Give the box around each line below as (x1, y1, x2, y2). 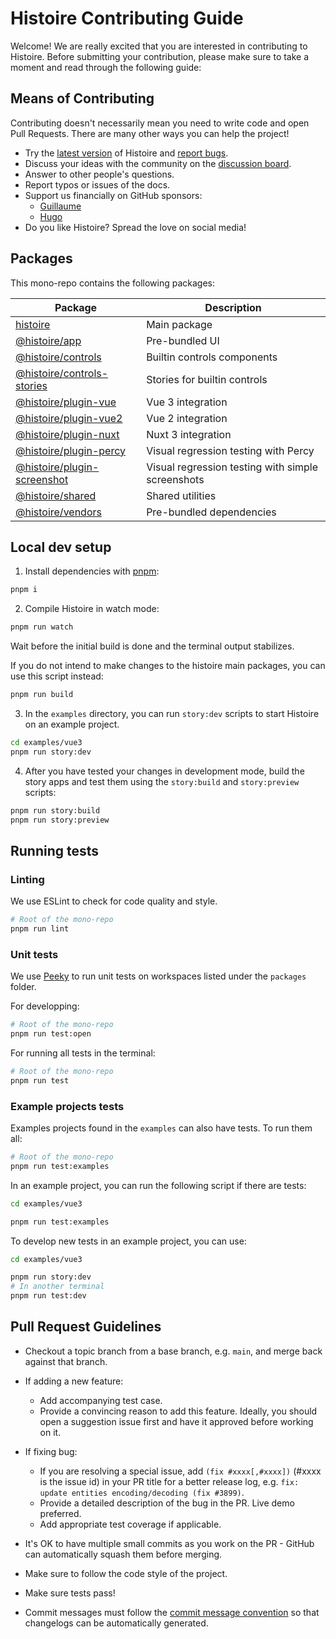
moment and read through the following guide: (10, 61, 202, 73)
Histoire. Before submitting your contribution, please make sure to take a (10, 50, 310, 62)
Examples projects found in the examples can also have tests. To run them (10, 1122, 313, 1134)
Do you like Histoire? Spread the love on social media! (24, 221, 247, 233)
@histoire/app (15, 333, 82, 347)
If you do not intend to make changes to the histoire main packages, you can (10, 660, 326, 672)
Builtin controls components (146, 350, 278, 364)
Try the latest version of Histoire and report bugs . (24, 147, 229, 159)
